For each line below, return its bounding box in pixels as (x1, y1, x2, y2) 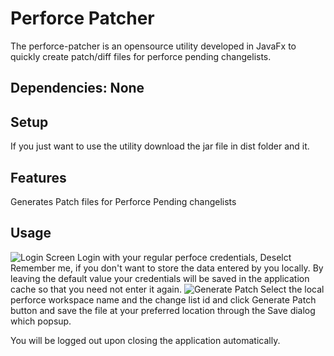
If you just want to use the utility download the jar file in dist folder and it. (10, 140, 310, 152)
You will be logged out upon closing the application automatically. (10, 334, 281, 346)
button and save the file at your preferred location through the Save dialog (10, 304, 316, 316)
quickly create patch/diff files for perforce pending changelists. (10, 50, 272, 62)
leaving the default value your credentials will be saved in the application (10, 272, 310, 284)
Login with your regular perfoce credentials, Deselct (77, 251, 292, 263)
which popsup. (10, 315, 72, 327)
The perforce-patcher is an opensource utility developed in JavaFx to (10, 40, 297, 52)
